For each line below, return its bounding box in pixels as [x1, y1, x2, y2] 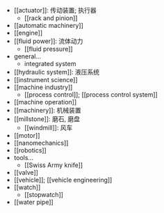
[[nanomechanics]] [13, 139, 69, 147]
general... [13, 52, 42, 61]
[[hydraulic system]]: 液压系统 [13, 68, 100, 76]
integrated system [24, 60, 76, 68]
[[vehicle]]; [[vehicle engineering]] [13, 176, 113, 184]
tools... [13, 154, 33, 161]
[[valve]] [13, 168, 38, 176]
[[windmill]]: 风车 [24, 124, 73, 132]
